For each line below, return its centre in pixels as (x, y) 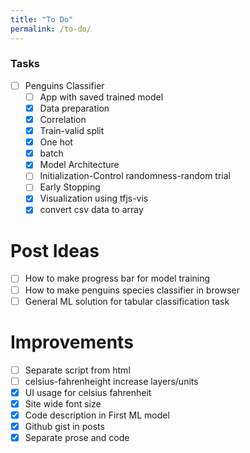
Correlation (63, 119)
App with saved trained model (101, 97)
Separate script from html (77, 370)
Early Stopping (70, 187)
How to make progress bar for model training (117, 278)
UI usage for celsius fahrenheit (88, 392)
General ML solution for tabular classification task (127, 301)
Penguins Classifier (64, 85)
